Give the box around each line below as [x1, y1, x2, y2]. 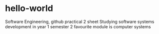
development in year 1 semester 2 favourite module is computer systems [5, 23, 151, 29]
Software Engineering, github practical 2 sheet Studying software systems [5, 19, 155, 24]
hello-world [5, 3, 54, 14]
